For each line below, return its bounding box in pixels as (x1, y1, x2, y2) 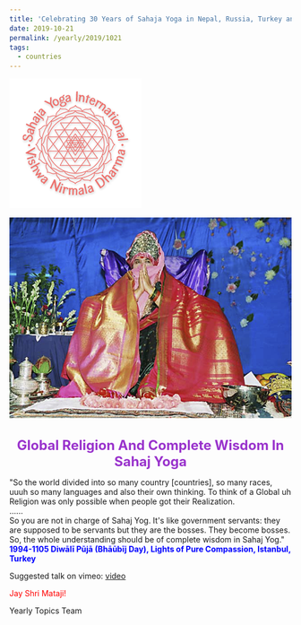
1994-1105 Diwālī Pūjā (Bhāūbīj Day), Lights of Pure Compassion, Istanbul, (9, 543, 291, 554)
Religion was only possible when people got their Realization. (9, 496, 236, 507)
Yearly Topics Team (9, 605, 82, 616)
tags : (9, 43, 30, 52)
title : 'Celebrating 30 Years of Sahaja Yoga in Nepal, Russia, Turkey (9, 14, 282, 23)
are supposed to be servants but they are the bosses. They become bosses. (9, 525, 291, 535)
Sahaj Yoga (114, 453, 187, 470)
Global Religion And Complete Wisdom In (16, 436, 285, 454)
